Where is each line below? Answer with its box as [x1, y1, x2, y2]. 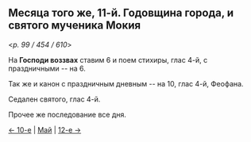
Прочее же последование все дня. [8, 109, 127, 119]
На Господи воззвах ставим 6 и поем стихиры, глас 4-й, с [8, 55, 208, 64]
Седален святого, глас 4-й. [8, 94, 101, 104]
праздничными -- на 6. [8, 63, 86, 73]
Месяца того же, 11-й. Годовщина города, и [8, 6, 234, 20]
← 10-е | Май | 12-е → [8, 125, 82, 134]
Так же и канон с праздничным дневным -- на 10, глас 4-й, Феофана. [8, 79, 244, 88]
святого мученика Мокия [8, 19, 141, 33]
